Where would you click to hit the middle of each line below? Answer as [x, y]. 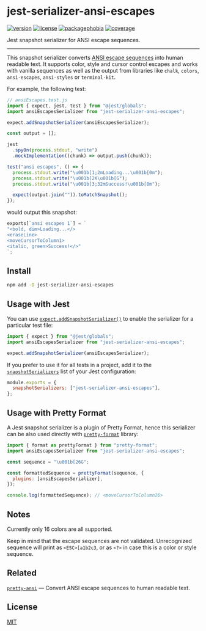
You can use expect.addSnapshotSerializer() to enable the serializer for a [100, 318]
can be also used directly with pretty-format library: [73, 434]
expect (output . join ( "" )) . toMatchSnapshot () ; [70, 195]
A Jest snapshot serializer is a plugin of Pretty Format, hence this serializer [101, 428]
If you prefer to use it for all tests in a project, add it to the [79, 365]
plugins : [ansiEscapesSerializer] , [58, 479]
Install [19, 271]
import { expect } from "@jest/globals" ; [61, 336]
